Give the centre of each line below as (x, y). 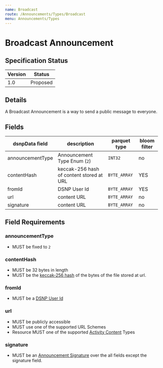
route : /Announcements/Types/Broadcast (45, 14)
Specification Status (37, 61)
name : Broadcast (21, 10)
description (81, 144)
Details (16, 100)
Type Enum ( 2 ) (74, 161)
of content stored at (80, 175)
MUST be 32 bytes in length (40, 270)
